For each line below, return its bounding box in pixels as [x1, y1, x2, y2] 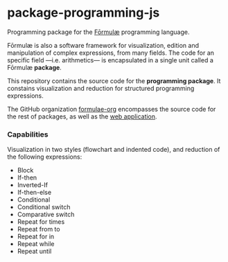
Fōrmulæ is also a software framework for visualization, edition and [7, 41, 200, 49]
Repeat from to [17, 225, 60, 234]
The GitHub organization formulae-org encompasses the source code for [7, 105, 216, 113]
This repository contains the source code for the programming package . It [7, 76, 221, 85]
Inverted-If [17, 181, 49, 189]
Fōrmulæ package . [7, 63, 62, 71]
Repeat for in [17, 232, 55, 241]
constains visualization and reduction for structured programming [7, 84, 195, 92]
